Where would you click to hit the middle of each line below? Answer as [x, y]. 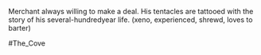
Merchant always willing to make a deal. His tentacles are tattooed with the [131, 11]
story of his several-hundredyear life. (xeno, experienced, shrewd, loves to [130, 20]
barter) [20, 28]
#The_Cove [27, 43]
